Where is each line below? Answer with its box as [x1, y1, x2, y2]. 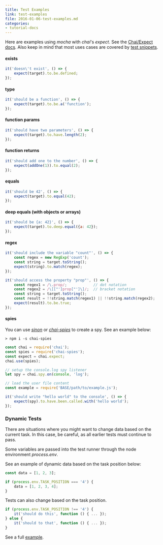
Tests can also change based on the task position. [5, 497, 107, 503]
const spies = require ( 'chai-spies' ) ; [5, 349, 85, 354]
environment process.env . [5, 451, 58, 457]
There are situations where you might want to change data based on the [5, 426, 152, 432]
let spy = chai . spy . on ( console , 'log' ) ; [5, 372, 90, 377]
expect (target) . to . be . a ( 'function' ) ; [14, 102, 92, 107]
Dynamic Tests [5, 415, 42, 422]
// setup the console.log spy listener [5, 367, 87, 372]
